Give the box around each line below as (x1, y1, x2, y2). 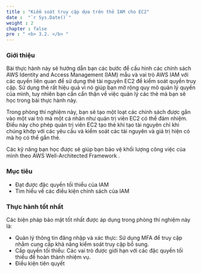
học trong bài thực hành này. (6, 97, 78, 104)
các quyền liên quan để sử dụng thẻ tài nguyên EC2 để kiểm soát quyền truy (6, 78, 197, 85)
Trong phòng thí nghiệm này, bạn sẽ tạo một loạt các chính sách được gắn (6, 108, 191, 116)
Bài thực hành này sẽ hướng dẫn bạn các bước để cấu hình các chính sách (6, 64, 192, 72)
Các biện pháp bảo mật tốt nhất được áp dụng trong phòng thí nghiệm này (6, 216, 191, 224)
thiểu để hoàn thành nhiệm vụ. (14, 254, 91, 261)
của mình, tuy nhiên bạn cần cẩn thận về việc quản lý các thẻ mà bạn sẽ (6, 90, 186, 98)
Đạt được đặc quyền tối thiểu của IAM (14, 181, 109, 188)
